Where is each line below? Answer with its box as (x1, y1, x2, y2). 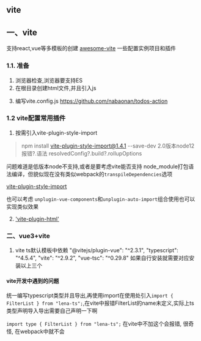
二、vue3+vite (6, 231, 50, 240)
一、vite (6, 27, 38, 37)
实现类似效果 (6, 203, 38, 210)
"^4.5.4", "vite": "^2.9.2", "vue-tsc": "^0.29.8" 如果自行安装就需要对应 (15, 254, 189, 262)
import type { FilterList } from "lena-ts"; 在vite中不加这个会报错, (6, 320, 182, 328)
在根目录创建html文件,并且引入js (15, 84, 97, 91)
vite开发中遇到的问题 (6, 277, 59, 284)
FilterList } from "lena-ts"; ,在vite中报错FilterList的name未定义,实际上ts (6, 299, 194, 307)
